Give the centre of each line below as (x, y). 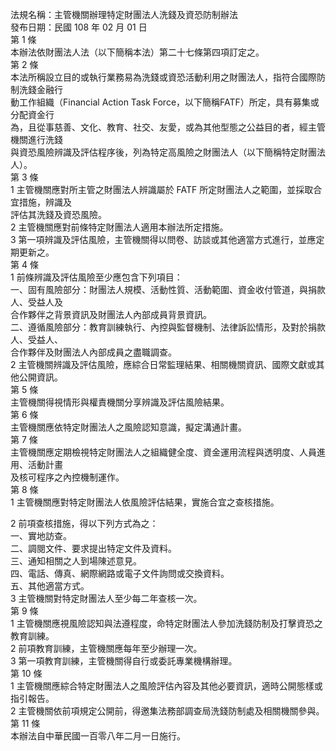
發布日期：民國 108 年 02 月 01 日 (79, 27)
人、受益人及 (36, 302)
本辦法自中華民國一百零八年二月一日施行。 (98, 736)
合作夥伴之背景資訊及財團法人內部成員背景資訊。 (111, 314)
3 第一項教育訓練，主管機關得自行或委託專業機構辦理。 (124, 661)
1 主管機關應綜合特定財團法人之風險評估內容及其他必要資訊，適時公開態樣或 (166, 686)
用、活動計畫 (36, 464)
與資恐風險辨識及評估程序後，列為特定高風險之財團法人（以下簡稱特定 (155, 152)
